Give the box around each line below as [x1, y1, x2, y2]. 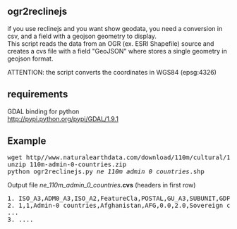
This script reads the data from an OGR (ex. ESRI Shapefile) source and [7, 39, 214, 48]
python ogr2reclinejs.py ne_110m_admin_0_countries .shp [7, 168, 205, 175]
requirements [7, 88, 68, 101]
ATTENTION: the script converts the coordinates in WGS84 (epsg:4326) [7, 68, 217, 76]
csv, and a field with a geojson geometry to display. [7, 32, 157, 40]
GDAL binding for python [7, 107, 80, 116]
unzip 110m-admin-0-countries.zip [7, 161, 127, 168]
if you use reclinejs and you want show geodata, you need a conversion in [7, 24, 223, 32]
